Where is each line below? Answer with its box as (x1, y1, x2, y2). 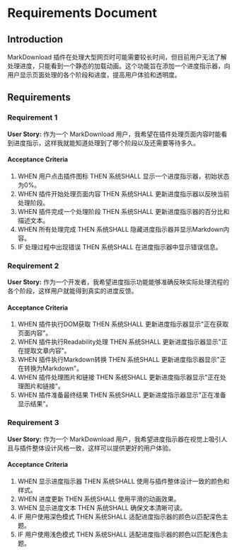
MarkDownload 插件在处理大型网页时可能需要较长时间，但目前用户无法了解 (7, 53, 227, 61)
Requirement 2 (7, 261, 59, 271)
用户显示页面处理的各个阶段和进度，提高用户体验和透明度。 (7, 71, 181, 79)
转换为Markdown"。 (23, 364, 83, 373)
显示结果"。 (17, 400, 52, 408)
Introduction (7, 33, 64, 45)
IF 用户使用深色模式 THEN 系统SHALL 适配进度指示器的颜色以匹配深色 (17, 512, 222, 521)
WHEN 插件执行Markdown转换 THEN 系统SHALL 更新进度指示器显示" (17, 356, 221, 364)
